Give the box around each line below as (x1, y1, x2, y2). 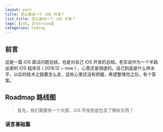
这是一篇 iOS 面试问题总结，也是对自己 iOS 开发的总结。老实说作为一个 (5, 59, 149, 65)
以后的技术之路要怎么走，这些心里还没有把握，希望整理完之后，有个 (13, 71, 152, 77)
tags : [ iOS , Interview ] (5, 21, 54, 26)
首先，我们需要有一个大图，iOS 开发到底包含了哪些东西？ (17, 107, 134, 113)
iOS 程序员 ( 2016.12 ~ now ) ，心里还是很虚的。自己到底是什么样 (19, 65, 151, 71)
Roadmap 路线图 (5, 93, 56, 101)
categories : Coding (5, 26, 45, 31)
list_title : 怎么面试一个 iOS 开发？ (5, 16, 76, 21)
